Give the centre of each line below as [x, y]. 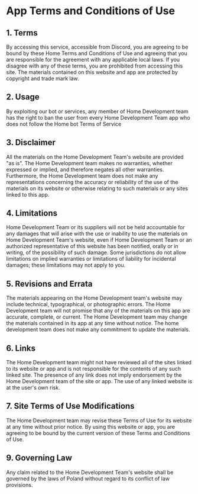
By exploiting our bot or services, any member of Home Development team [97, 111]
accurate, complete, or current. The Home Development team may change [97, 317]
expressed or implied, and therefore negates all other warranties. [85, 169]
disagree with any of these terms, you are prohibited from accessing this [95, 66]
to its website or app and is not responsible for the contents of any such [94, 369]
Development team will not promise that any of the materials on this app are [98, 311]
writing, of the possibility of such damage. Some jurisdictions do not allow [96, 252]
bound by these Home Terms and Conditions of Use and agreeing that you [97, 53]
